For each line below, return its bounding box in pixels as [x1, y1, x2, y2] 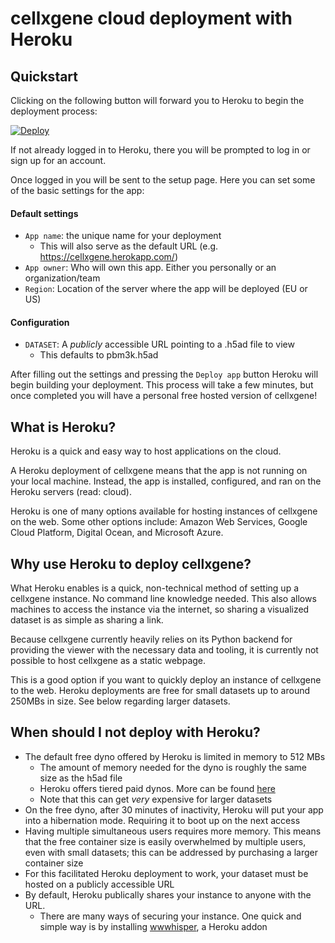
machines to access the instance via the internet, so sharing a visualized [10, 603, 310, 616]
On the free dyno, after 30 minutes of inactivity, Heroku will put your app [24, 803, 324, 816]
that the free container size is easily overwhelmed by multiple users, [24, 835, 307, 847]
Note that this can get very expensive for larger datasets [39, 793, 273, 805]
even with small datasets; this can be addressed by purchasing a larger [24, 846, 318, 858]
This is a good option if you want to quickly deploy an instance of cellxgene [10, 674, 322, 686]
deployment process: [10, 105, 98, 117]
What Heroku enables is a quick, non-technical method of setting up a [10, 582, 300, 594]
